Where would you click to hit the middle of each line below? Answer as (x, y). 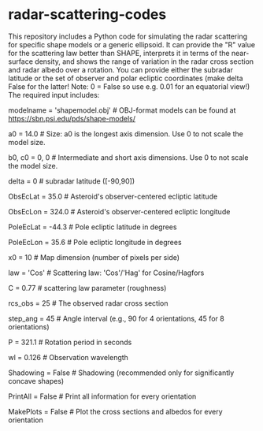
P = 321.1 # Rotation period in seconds (70, 342)
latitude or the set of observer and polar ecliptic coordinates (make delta (126, 78)
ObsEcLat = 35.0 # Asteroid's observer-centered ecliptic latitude (113, 196)
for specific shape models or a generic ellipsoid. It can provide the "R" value (132, 44)
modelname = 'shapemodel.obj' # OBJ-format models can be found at (122, 110)
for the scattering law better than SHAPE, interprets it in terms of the (119, 53)
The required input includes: (54, 95)
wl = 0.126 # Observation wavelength (68, 357)
